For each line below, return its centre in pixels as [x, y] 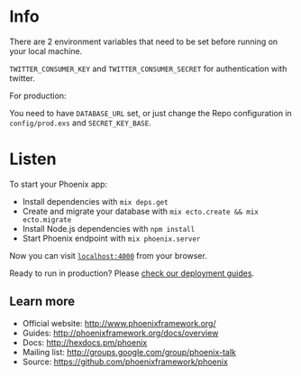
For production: [38, 96]
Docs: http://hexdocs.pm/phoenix [85, 342]
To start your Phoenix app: [59, 184]
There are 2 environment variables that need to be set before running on [144, 41]
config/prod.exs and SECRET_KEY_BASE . [80, 123]
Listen [33, 159]
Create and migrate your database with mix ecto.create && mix [140, 211]
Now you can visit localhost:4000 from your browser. [108, 255]
